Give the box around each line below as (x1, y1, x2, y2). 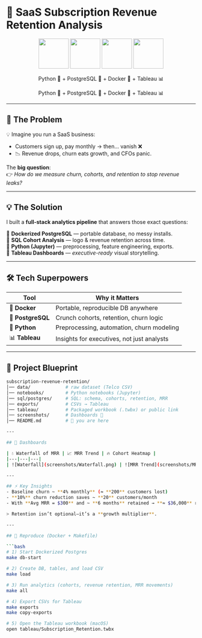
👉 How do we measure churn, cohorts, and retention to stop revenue (6, 170, 179, 178)
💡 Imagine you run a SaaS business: (6, 131, 96, 138)
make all (6, 587, 28, 593)
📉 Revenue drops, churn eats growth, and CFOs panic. (14, 150, 152, 157)
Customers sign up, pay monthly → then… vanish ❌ (14, 143, 142, 150)
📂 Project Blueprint (6, 362, 78, 373)
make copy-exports (6, 610, 52, 616)
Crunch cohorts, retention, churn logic (55, 314, 164, 322)
